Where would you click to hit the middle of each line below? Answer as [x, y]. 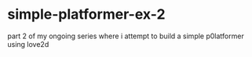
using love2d [28, 44]
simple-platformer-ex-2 [86, 14]
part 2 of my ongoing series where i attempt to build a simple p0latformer [126, 36]
